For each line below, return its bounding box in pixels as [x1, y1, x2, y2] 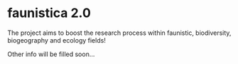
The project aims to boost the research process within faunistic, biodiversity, [7, 28, 232, 37]
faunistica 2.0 [7, 5, 91, 21]
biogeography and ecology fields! [7, 36, 107, 44]
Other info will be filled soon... [7, 50, 95, 58]
